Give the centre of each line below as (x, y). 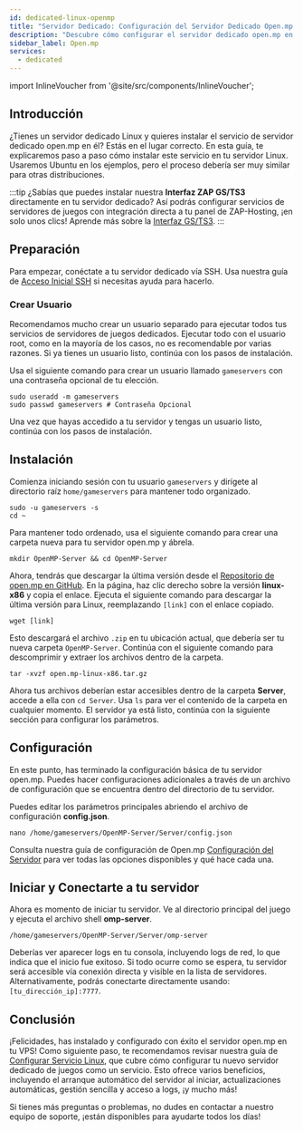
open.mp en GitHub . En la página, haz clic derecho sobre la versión (135, 585)
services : (28, 52)
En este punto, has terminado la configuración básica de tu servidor (136, 769)
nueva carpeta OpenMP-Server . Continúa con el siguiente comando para (142, 647)
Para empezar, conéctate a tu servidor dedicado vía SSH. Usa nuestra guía (149, 271)
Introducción (47, 114)
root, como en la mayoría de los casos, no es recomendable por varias (141, 343)
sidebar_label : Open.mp (54, 43)
